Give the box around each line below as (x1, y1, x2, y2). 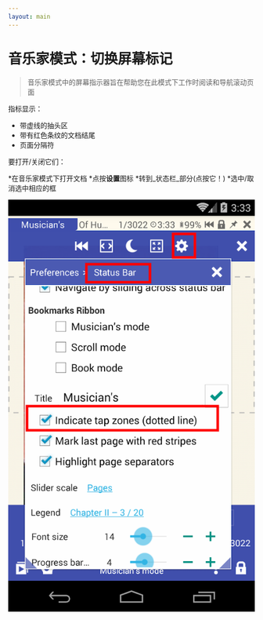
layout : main (8, 13, 51, 20)
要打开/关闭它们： (8, 157, 67, 166)
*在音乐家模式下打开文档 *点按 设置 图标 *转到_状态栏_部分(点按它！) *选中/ (8, 173, 247, 183)
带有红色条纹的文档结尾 (19, 130, 95, 140)
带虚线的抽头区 (19, 120, 68, 129)
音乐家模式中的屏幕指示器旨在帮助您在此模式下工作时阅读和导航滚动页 (27, 77, 254, 86)
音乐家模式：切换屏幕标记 (8, 49, 174, 67)
